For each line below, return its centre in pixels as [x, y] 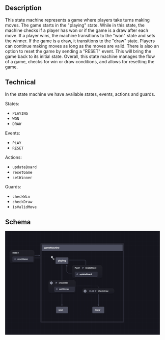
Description [23, 8]
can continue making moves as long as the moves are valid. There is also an [82, 46]
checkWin [21, 196]
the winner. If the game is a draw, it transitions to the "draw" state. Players [80, 41]
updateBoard [24, 167]
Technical [20, 82]
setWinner [22, 178]
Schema [18, 222]
